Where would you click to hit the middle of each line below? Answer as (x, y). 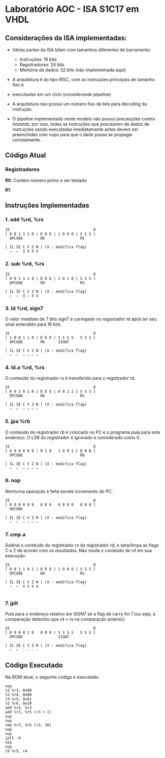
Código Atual (26, 155)
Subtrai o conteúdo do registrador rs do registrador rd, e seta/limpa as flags (82, 545)
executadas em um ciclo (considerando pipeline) (62, 94)
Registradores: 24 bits (42, 65)
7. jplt (12, 604)
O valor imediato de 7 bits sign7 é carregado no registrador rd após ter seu (81, 319)
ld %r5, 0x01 (18, 699)
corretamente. (27, 140)
